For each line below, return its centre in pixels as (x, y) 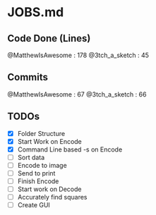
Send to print (36, 173)
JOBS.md (36, 12)
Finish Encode (38, 181)
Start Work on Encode (50, 141)
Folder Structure (41, 133)
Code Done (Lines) (49, 38)
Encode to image (42, 165)
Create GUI (34, 205)
